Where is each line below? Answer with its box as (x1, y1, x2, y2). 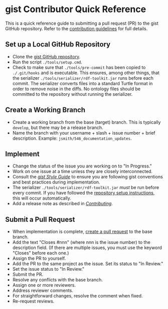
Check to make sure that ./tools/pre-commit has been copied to (12, 64, 146, 70)
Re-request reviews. (12, 298, 55, 304)
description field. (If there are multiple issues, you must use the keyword (12, 244, 162, 251)
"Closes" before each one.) (12, 250, 69, 256)
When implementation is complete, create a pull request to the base (12, 228, 152, 235)
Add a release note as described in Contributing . (12, 201, 113, 207)
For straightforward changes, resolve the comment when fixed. (12, 293, 143, 299)
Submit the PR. (12, 271, 44, 278)
